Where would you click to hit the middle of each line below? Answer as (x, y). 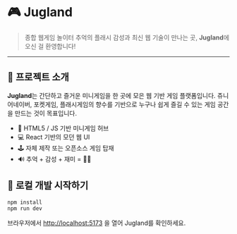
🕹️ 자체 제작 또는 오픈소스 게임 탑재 (66, 148)
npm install (25, 202)
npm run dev (25, 209)
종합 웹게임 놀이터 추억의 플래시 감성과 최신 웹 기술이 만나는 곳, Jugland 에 (127, 37)
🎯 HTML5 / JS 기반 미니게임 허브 (63, 128)
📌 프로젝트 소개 (38, 77)
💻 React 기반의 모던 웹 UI (54, 137)
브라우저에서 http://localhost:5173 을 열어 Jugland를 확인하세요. (97, 223)
